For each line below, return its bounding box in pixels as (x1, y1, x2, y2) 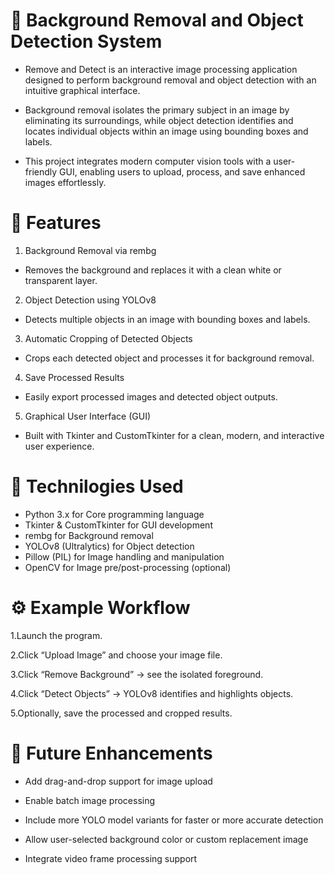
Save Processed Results (24, 371, 125, 383)
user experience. (24, 440, 95, 452)
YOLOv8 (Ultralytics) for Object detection (24, 540, 195, 552)
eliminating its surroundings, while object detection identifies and (24, 114, 294, 126)
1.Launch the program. (10, 629, 103, 641)
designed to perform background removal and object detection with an (24, 74, 317, 86)
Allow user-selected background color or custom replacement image (24, 833, 309, 845)
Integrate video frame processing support (24, 852, 198, 864)
